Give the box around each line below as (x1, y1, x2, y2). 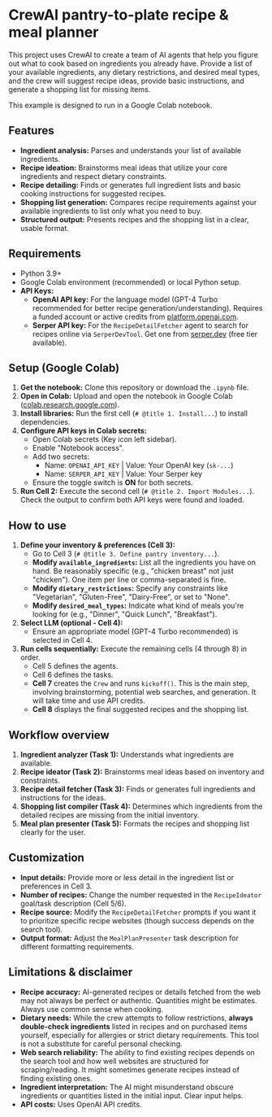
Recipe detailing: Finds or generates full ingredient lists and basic (19, 180, 241, 190)
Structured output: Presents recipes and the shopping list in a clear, (19, 214, 249, 225)
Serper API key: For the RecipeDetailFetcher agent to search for (32, 320, 249, 330)
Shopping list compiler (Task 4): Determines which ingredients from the (19, 801, 263, 811)
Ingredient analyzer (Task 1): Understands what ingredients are (19, 750, 235, 759)
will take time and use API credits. (32, 696, 146, 705)
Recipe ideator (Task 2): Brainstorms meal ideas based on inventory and (19, 767, 265, 776)
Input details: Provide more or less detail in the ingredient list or (19, 872, 234, 882)
